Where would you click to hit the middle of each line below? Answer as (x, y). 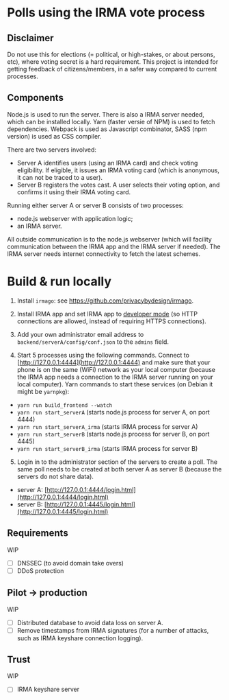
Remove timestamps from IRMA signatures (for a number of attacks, (113, 630)
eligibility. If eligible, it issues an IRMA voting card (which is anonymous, (118, 170)
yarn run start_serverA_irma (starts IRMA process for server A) (107, 426)
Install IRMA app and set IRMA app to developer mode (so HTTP (107, 314)
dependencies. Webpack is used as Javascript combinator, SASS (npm (107, 129)
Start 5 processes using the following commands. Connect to (103, 355)
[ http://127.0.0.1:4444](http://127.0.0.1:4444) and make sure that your (113, 362)
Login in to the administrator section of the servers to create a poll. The (117, 462)
